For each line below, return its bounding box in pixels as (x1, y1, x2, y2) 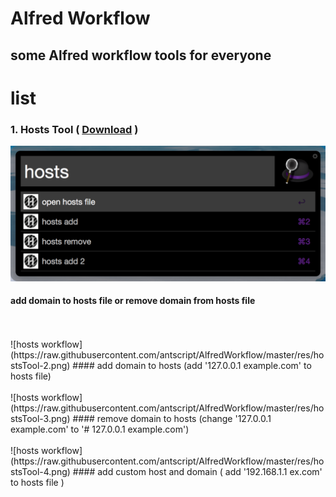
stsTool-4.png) (10, 465, 71, 477)
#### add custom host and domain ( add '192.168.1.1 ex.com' (72, 465, 323, 477)
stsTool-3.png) (10, 412, 71, 424)
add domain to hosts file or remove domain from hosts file (10, 295, 256, 307)
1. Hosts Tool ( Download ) (10, 122, 139, 136)
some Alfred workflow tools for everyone (10, 47, 272, 64)
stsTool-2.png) (10, 359, 71, 371)
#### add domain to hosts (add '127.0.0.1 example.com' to (72, 359, 312, 371)
